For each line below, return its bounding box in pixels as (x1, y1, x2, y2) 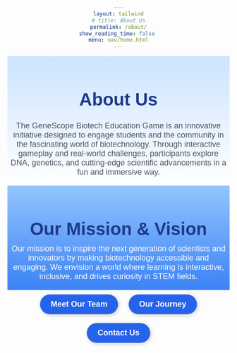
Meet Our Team (50, 299, 108, 309)
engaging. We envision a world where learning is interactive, (13, 262, 224, 272)
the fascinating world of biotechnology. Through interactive (16, 139, 221, 149)
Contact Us (97, 328, 140, 337)
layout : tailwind (92, 10, 145, 18)
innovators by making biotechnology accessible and (28, 253, 209, 263)
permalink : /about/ (90, 23, 147, 30)
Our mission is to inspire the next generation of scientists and (11, 244, 226, 254)
